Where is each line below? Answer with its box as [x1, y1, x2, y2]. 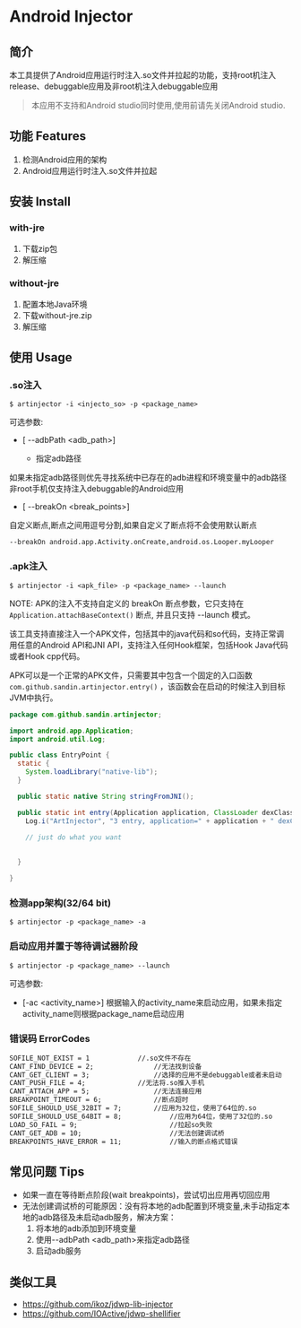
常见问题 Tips [9, 1164, 85, 1179]
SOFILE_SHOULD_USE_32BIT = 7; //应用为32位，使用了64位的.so [9, 1104, 257, 1113]
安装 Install [9, 195, 72, 210]
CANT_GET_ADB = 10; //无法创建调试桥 [9, 1128, 225, 1138]
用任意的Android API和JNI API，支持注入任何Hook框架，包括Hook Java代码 [9, 639, 288, 650]
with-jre [9, 221, 45, 234]
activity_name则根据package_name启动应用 [21, 1008, 185, 1019]
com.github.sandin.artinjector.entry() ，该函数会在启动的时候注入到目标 [9, 681, 286, 691]
